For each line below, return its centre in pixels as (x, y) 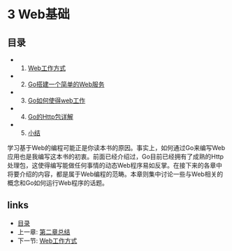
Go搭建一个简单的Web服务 (66, 84)
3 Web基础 (38, 14)
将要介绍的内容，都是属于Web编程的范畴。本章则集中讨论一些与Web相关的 (115, 174)
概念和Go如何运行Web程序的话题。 (58, 183)
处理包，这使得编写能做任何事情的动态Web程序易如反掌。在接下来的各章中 (115, 165)
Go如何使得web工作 (57, 100)
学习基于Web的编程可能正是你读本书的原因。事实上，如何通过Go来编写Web (116, 148)
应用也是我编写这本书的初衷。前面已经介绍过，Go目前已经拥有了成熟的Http (116, 156)
